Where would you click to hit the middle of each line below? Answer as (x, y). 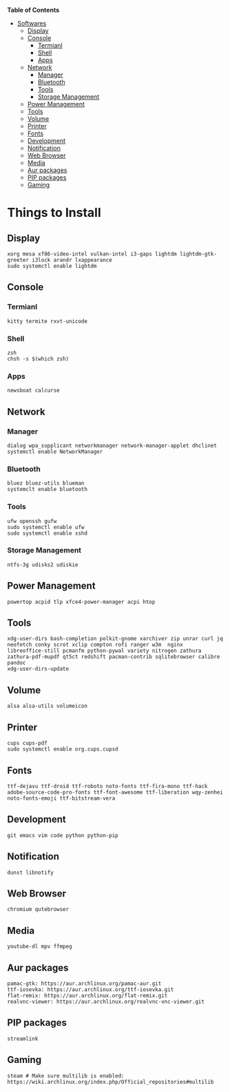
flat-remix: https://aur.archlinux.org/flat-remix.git (87, 995)
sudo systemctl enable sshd (48, 533)
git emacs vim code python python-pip (63, 835)
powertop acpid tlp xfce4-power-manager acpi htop (81, 602)
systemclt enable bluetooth (48, 490)
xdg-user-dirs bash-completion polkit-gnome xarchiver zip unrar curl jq (115, 639)
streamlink (23, 1039)
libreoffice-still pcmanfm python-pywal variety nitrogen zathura (104, 651)
